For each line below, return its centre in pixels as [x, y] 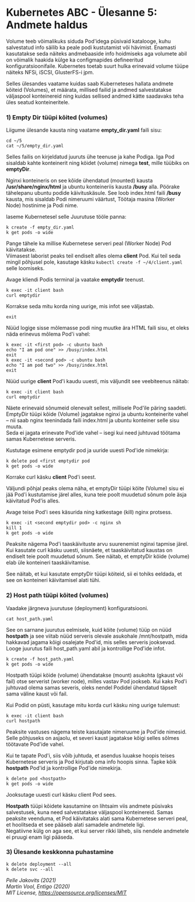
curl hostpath [23, 721]
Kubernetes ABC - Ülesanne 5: [82, 13]
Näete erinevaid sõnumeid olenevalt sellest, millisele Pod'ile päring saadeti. [96, 408]
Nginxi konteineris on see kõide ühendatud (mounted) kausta [79, 181]
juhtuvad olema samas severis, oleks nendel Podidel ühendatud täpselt [91, 687]
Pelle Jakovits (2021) [31, 880]
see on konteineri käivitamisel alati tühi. [53, 580]
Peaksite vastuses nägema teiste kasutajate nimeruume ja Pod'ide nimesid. [96, 732]
